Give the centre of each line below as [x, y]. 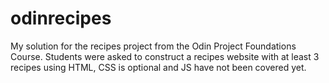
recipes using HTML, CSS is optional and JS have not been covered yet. [158, 67]
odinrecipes [61, 18]
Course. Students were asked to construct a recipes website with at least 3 [165, 56]
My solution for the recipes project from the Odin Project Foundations [153, 46]
